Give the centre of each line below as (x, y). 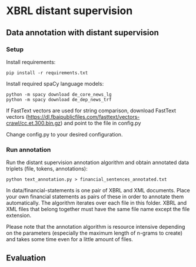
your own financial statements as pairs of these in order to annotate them (95, 197)
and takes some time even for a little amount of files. (70, 239)
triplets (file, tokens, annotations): (47, 169)
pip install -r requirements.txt (47, 73)
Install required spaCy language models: (55, 84)
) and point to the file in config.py (101, 123)
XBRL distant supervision (69, 11)
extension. (19, 215)
